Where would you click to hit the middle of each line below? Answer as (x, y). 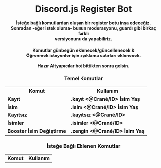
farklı (83, 33)
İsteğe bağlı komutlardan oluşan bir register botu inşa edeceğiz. (83, 23)
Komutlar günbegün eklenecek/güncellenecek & (83, 50)
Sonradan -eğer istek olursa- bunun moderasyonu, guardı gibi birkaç (83, 28)
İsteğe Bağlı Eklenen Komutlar (83, 146)
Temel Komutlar (83, 79)
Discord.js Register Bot (83, 9)
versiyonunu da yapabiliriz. (83, 39)
